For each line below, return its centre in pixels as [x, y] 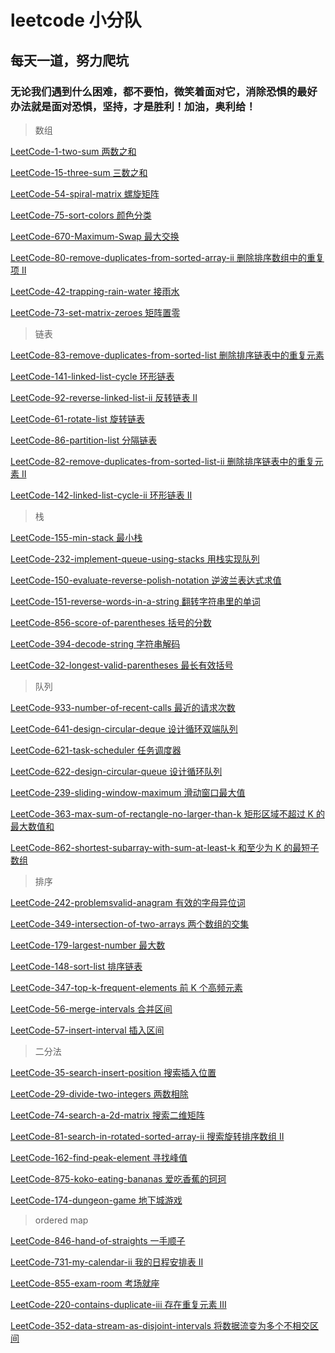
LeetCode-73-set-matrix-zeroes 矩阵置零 [95, 312]
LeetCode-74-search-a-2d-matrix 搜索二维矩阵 [107, 1115]
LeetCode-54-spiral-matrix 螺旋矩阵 [85, 193]
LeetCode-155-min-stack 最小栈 [76, 537]
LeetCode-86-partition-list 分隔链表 [84, 440]
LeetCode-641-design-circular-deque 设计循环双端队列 [124, 728]
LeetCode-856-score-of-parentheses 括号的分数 [111, 622]
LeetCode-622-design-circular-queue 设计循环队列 [116, 771]
